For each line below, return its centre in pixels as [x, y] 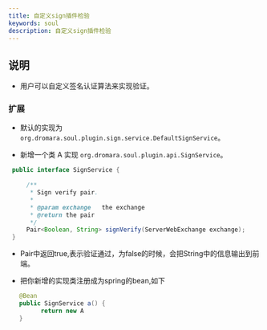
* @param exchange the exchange [87, 207]
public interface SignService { [66, 170]
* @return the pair [62, 215]
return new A [62, 311]
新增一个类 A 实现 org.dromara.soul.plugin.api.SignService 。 [123, 155]
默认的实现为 [41, 128]
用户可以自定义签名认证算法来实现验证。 [87, 86]
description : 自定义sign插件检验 [60, 31]
